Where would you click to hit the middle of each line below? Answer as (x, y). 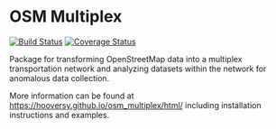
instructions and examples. (60, 115)
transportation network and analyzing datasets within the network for (138, 69)
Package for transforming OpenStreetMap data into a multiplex (126, 59)
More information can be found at (72, 96)
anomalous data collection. (60, 78)
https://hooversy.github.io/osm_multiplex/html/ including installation (135, 105)
